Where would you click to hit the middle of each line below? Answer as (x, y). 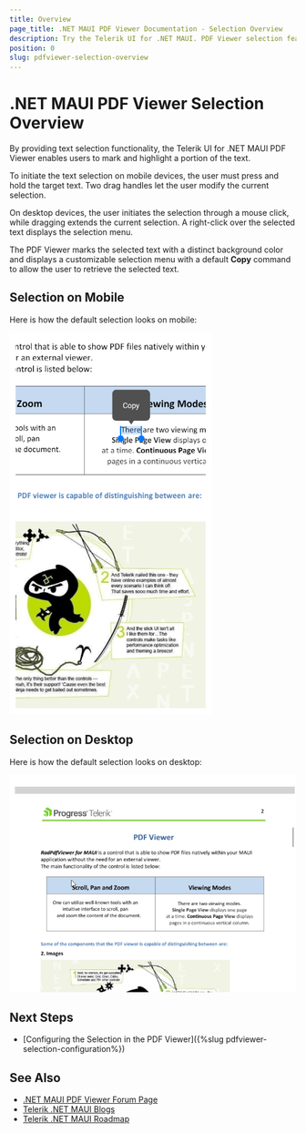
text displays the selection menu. (71, 232)
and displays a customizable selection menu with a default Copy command (150, 260)
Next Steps (41, 1017)
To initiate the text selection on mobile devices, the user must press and (144, 176)
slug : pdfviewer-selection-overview (79, 58)
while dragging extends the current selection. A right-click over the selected (153, 222)
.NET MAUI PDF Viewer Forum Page (90, 1100)
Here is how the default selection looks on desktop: (106, 761)
